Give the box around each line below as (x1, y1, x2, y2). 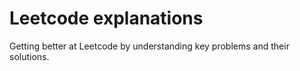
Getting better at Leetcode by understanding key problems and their (9, 40, 290, 52)
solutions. (9, 50, 50, 62)
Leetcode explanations (9, 7, 204, 30)
